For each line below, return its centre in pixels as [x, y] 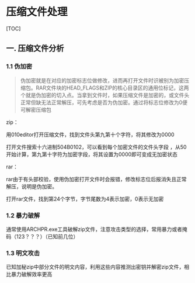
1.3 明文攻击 [23, 253]
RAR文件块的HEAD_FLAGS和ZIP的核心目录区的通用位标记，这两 [112, 88]
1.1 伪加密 [19, 67]
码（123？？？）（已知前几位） [42, 236]
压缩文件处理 [37, 12]
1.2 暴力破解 [23, 215]
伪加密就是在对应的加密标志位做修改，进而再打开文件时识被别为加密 [102, 80]
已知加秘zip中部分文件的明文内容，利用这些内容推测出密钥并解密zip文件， [95, 267]
